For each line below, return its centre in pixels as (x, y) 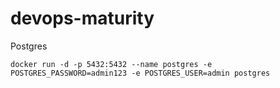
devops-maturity (82, 18)
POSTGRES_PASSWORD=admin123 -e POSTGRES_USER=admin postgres (140, 73)
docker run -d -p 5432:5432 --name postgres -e (111, 64)
